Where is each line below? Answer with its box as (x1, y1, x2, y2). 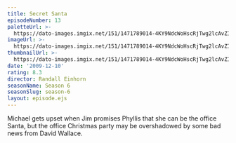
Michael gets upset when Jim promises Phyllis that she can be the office (7, 114, 217, 123)
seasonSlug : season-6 (7, 88, 71, 95)
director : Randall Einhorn (7, 75, 86, 83)
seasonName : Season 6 (7, 82, 71, 89)
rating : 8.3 (7, 69, 42, 76)
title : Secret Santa (7, 10, 68, 18)
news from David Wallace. (7, 129, 83, 137)
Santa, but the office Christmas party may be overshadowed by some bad (7, 122, 221, 130)
